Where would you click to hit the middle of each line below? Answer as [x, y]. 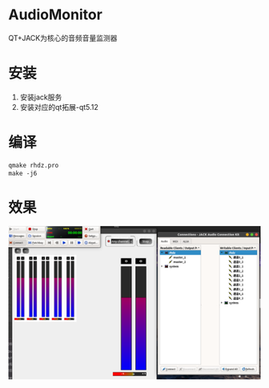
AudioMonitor [55, 15]
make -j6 [23, 173]
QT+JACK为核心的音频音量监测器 [63, 38]
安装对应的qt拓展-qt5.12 [59, 107]
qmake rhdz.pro [34, 165]
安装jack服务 [41, 97]
